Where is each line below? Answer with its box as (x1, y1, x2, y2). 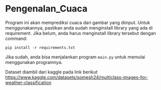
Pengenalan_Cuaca (5, 3, 88, 14)
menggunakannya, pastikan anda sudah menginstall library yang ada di (5, 24, 153, 30)
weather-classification (5, 79, 52, 85)
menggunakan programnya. (5, 59, 63, 65)
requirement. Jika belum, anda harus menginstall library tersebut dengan (5, 30, 156, 36)
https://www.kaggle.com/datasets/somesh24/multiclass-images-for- (5, 74, 148, 80)
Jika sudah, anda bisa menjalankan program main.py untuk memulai (5, 53, 145, 60)
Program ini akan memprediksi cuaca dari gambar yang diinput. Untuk (5, 19, 150, 25)
